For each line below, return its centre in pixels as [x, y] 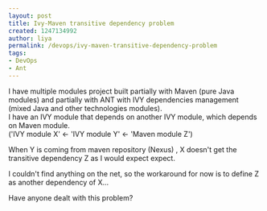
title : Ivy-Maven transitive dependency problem [91, 23]
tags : [17, 53]
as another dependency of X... [59, 182]
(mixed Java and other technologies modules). [85, 108]
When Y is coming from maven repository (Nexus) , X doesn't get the [123, 149]
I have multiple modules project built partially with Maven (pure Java [121, 91]
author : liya [30, 38]
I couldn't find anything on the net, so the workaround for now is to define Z [134, 173]
